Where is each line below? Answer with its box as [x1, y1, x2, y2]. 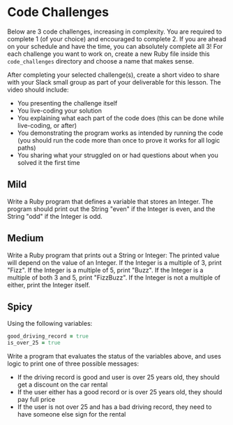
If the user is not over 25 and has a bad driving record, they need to [17, 403, 212, 411]
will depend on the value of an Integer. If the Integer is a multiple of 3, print [7, 258, 222, 266]
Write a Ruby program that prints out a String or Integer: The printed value [7, 251, 220, 259]
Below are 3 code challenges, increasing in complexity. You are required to [7, 27, 222, 36]
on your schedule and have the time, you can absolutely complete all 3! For [7, 42, 223, 50]
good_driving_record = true [7, 333, 89, 340]
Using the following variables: [7, 319, 93, 328]
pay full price [17, 396, 56, 404]
